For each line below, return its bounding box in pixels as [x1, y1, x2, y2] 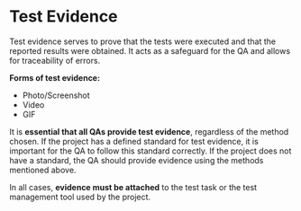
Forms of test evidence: [9, 72, 101, 83]
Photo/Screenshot [22, 90, 90, 101]
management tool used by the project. [9, 191, 151, 202]
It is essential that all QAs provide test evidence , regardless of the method [9, 126, 289, 136]
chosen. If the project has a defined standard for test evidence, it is [9, 136, 259, 146]
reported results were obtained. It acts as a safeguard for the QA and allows [9, 45, 291, 56]
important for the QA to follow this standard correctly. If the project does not [9, 145, 292, 156]
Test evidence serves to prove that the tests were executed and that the [9, 36, 277, 47]
